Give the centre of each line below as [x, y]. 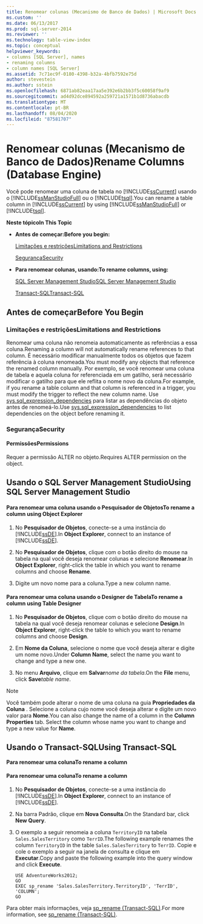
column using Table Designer [44, 603]
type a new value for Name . [41, 728]
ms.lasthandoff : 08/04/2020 [42, 113]
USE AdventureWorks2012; [46, 875]
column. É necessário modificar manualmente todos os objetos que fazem [99, 355]
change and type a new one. [51, 661]
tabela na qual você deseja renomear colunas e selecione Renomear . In [104, 558]
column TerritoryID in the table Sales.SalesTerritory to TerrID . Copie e [106, 845]
